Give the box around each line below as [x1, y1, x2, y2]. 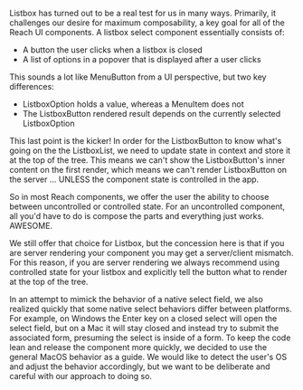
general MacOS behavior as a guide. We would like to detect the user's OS [9, 352, 288, 362]
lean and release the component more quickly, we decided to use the [9, 342, 268, 352]
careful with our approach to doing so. [9, 371, 152, 381]
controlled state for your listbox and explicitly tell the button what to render [9, 267, 288, 277]
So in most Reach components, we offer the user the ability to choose [9, 192, 270, 202]
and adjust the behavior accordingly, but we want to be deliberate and [9, 361, 270, 372]
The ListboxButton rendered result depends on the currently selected [22, 109, 281, 119]
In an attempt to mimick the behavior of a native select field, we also [9, 294, 264, 304]
